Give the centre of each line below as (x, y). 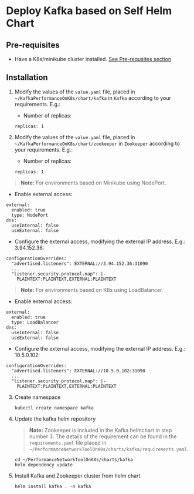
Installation (27, 78)
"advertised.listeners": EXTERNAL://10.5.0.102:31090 (78, 371)
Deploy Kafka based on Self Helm (89, 11)
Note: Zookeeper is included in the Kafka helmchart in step (101, 430)
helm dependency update (44, 465)
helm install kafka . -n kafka (53, 486)
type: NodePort (30, 215)
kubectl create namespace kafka (54, 408)
